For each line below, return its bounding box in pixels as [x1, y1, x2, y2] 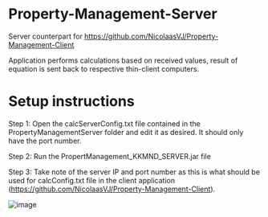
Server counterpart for [8, 31, 83, 41]
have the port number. [8, 136, 82, 145]
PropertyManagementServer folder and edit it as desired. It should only [8, 127, 244, 137]
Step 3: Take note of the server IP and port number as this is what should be [8, 166, 261, 177]
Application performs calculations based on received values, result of [8, 55, 238, 65]
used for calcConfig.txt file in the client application [8, 175, 175, 185]
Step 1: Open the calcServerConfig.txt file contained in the [8, 118, 201, 129]
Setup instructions [8, 92, 135, 111]
